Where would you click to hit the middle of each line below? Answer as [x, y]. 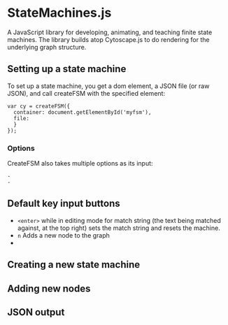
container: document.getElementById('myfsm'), [83, 112]
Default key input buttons [64, 204]
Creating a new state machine [74, 265]
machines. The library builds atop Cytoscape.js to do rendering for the [108, 39]
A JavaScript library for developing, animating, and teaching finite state [110, 32]
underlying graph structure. [47, 47]
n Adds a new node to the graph [64, 235]
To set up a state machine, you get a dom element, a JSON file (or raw [108, 86]
